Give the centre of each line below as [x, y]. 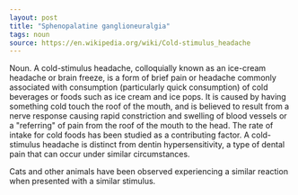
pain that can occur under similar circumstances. [100, 155]
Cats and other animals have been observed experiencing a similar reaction [149, 172]
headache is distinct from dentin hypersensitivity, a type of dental [163, 145]
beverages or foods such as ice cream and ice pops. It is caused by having [148, 97]
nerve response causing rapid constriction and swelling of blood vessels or [148, 116]
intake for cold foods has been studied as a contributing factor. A [129, 135]
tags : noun [30, 34]
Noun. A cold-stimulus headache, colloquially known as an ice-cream [138, 68]
